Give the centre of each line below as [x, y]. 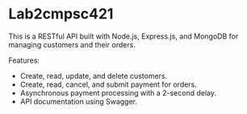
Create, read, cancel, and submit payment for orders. [109, 84]
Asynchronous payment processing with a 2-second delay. [118, 92]
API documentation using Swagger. [79, 101]
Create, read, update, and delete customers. [94, 75]
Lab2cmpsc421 [61, 14]
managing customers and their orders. [72, 44]
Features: [24, 60]
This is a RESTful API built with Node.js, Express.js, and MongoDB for [123, 36]
